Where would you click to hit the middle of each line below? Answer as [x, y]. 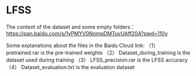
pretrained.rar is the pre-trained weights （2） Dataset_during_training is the [98, 52]
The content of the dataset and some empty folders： [71, 27]
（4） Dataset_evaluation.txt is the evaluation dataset [71, 67]
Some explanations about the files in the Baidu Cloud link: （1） [82, 45]
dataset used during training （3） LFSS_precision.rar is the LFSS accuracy [97, 60]
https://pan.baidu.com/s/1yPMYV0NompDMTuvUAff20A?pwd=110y [87, 33]
